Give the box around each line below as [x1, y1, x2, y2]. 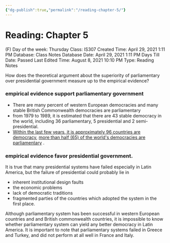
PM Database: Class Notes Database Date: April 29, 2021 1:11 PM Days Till [5, 51, 160, 57]
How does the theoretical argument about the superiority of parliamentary [5, 72, 160, 78]
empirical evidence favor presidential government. [5, 152, 133, 159]
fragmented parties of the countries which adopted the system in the [12, 195, 157, 201]
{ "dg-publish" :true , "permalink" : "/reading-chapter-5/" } [5, 7, 126, 13]
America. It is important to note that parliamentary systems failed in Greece [5, 227, 162, 233]
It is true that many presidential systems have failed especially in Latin [5, 164, 151, 170]
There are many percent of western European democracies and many [12, 102, 158, 108]
